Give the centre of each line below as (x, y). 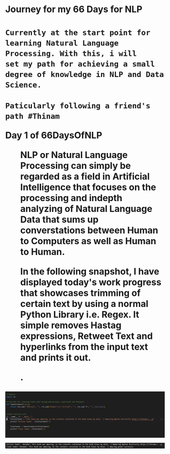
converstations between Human (89, 230)
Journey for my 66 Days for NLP (74, 9)
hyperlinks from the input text (84, 347)
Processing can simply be (75, 166)
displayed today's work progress (91, 282)
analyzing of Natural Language (86, 209)
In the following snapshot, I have (90, 272)
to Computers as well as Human (88, 241)
